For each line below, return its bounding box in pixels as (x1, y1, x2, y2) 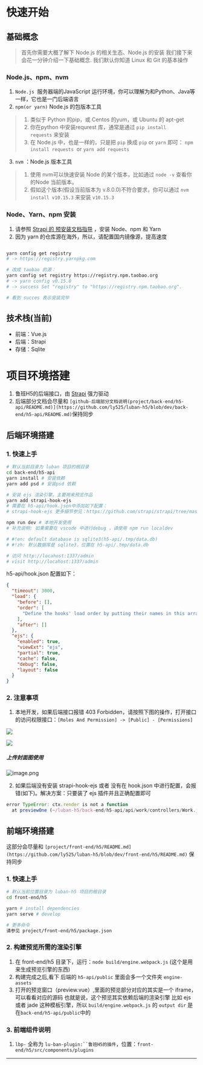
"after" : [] (17, 622, 47, 628)
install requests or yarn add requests (30, 146, 130, 153)
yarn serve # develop (6, 911, 61, 917)
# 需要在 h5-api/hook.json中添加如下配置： (6, 503, 108, 509)
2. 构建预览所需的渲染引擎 (6, 943, 82, 952)
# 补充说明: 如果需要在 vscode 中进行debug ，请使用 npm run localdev (6, 525, 173, 531)
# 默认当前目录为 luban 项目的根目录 (6, 464, 89, 470)
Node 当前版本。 (35, 178, 77, 186)
